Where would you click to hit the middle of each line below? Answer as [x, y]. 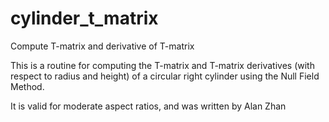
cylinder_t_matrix [84, 18]
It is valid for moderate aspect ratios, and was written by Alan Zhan [148, 106]
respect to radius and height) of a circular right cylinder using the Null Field [165, 76]
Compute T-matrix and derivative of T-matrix [102, 46]
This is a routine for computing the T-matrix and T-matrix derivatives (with [162, 65]
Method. [27, 86]
